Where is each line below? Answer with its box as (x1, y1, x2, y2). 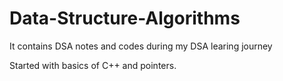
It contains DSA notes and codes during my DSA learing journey (9, 40, 273, 52)
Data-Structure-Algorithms (9, 7, 241, 30)
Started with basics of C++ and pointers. (9, 59, 177, 71)
